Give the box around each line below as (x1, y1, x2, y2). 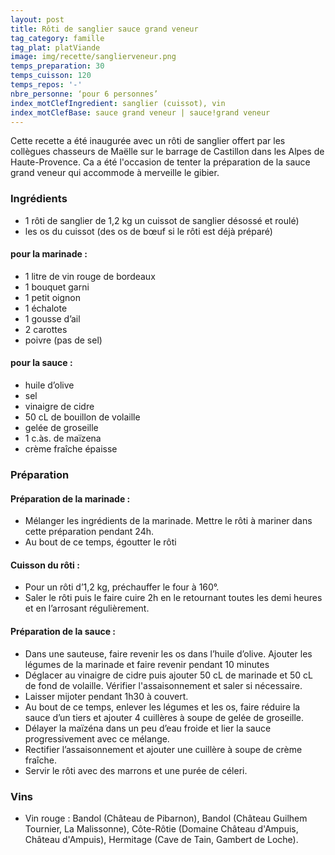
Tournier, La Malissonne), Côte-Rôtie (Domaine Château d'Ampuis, (24, 822, 299, 835)
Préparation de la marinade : (10, 492, 131, 505)
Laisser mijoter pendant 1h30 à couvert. (24, 690, 189, 702)
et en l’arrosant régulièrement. (24, 602, 150, 615)
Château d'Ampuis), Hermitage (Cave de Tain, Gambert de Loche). (24, 833, 299, 845)
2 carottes (24, 323, 68, 335)
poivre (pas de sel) (24, 334, 103, 346)
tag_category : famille (10, 33, 105, 43)
